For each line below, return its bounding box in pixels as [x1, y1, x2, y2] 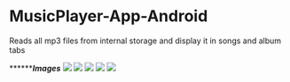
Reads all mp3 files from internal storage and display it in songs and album [9, 35, 282, 46]
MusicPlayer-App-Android [9, 6, 208, 26]
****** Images [9, 63, 61, 73]
